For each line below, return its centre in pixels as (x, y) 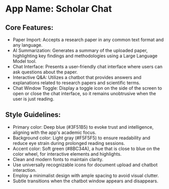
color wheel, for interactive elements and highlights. (67, 154)
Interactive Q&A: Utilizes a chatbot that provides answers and (77, 77)
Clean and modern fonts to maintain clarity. (58, 159)
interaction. (24, 170)
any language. (27, 45)
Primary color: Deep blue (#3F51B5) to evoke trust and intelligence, (83, 127)
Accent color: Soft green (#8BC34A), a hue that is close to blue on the (86, 148)
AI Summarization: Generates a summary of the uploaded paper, (80, 50)
